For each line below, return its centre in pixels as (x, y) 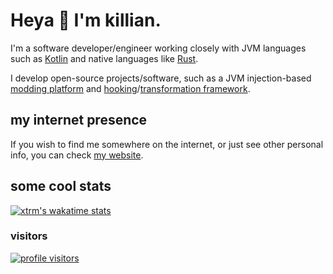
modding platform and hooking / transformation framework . (130, 88)
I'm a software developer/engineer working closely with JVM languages (158, 48)
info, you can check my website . (77, 155)
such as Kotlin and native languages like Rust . (104, 58)
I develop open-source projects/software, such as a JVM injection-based (161, 78)
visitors (29, 236)
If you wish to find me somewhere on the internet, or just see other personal (167, 144)
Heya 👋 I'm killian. (86, 20)
